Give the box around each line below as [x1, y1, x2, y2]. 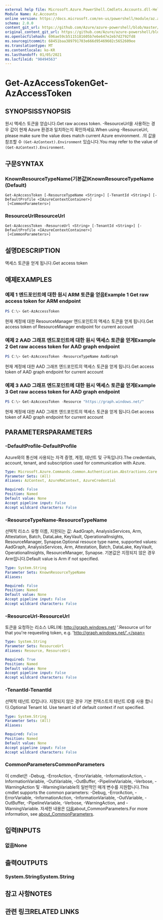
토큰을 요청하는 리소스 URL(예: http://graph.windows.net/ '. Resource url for [5, 624, 152, 630]
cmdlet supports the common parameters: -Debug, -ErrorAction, [5, 789, 134, 795]
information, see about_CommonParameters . [5, 811, 95, 817]
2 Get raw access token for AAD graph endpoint [5, 343, 120, 350]
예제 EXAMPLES [5, 276, 52, 284]
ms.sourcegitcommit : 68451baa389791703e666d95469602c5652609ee [5, 39, 136, 44]
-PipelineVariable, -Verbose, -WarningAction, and [26, 800, 125, 805]
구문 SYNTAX [5, 160, 44, 168]
